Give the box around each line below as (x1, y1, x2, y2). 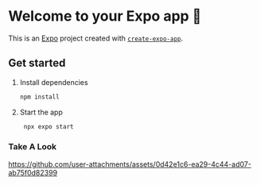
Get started (8, 56, 66, 70)
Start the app (19, 107, 64, 117)
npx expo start (23, 122, 74, 130)
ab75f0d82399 (8, 168, 58, 177)
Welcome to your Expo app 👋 (8, 7, 202, 25)
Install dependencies (19, 77, 89, 87)
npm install (19, 93, 60, 101)
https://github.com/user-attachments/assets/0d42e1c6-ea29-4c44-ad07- (8, 159, 252, 169)
